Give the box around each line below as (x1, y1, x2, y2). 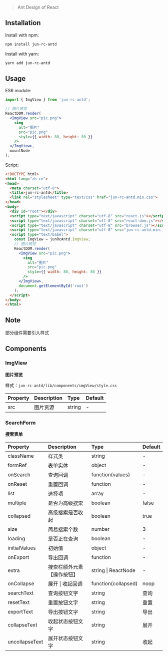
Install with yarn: (5, 51, 39, 57)
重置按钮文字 (48, 599, 78, 606)
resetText (7, 599, 30, 606)
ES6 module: (5, 88, 31, 94)
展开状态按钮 (48, 635, 78, 642)
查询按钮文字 (48, 590, 78, 597)
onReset (7, 481, 27, 488)
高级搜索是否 (48, 509, 78, 516)
